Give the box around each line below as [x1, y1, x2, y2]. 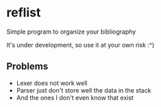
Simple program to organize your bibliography [6, 27, 136, 36]
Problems [6, 60, 49, 73]
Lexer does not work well [16, 79, 88, 87]
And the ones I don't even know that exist [16, 93, 134, 102]
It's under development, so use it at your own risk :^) [6, 40, 155, 49]
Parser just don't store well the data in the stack [16, 86, 151, 94]
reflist [6, 5, 41, 21]
